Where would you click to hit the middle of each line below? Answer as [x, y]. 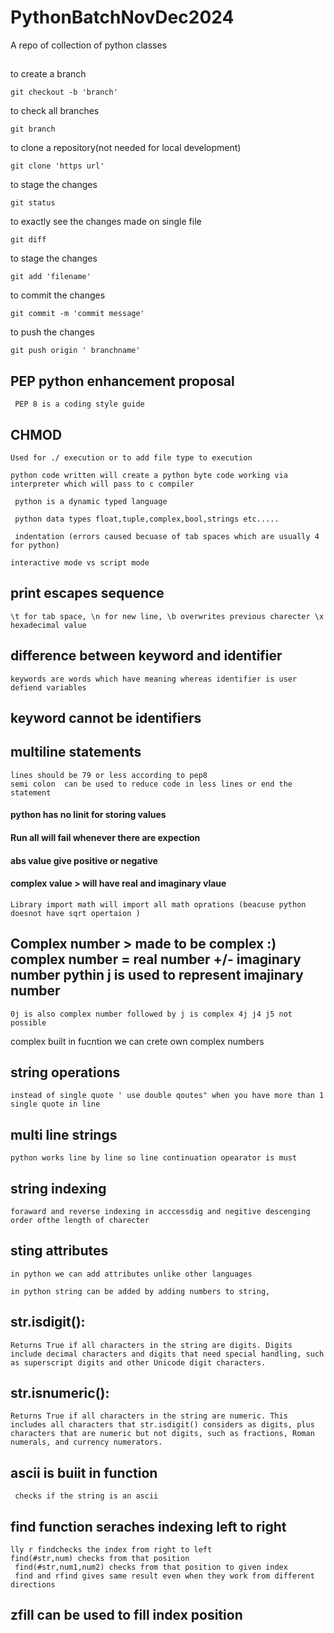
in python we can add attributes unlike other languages [131, 1274]
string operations [65, 1072]
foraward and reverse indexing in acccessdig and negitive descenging [160, 1212]
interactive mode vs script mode [80, 562]
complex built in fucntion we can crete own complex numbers [137, 1041]
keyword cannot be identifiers [106, 717]
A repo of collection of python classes [89, 45]
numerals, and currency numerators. [86, 1442]
